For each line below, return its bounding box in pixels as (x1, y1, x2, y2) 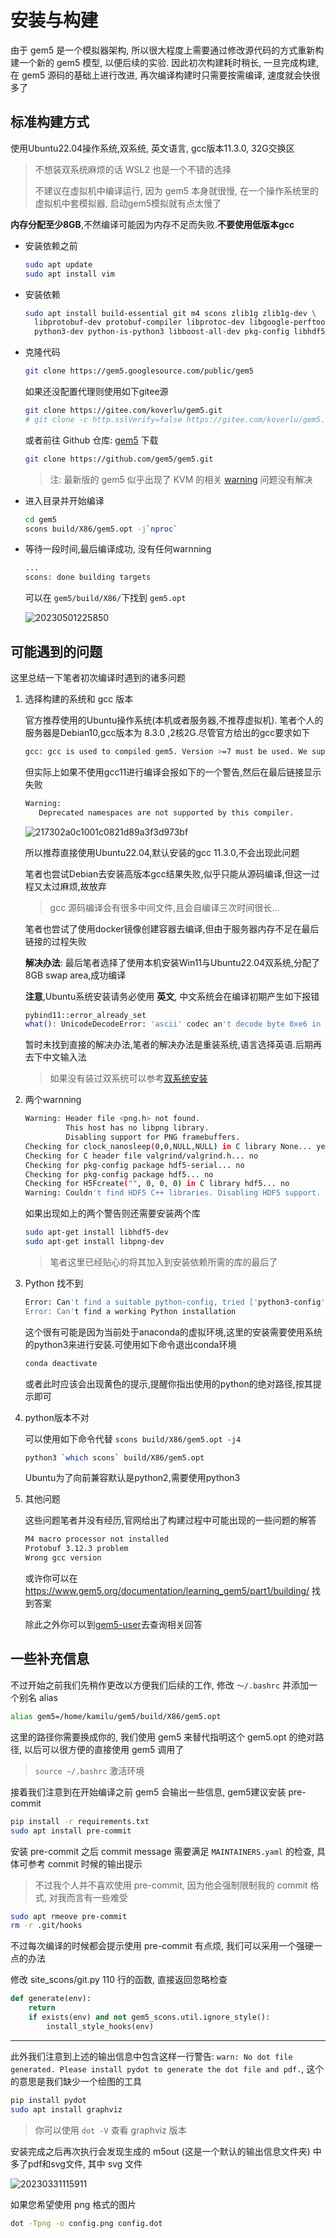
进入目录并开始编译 (24, 494, 105, 506)
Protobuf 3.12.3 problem (24, 1544, 129, 1554)
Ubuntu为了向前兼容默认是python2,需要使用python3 (24, 1472, 241, 1484)
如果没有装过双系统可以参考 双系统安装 (49, 1072, 208, 1085)
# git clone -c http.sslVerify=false (24, 414, 183, 425)
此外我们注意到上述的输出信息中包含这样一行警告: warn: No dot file (10, 2050, 293, 2062)
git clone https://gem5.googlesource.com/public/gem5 (24, 366, 254, 376)
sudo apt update (24, 259, 93, 270)
